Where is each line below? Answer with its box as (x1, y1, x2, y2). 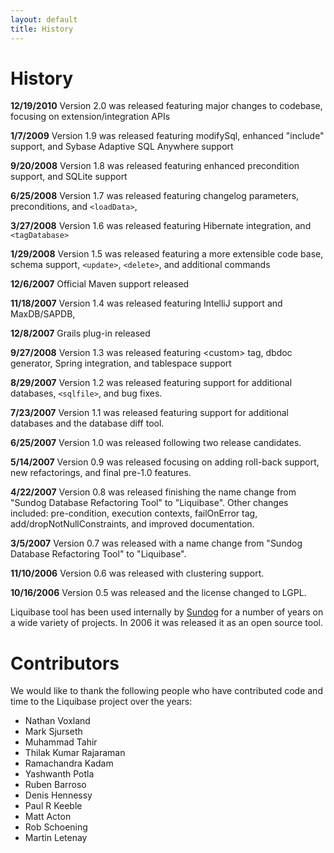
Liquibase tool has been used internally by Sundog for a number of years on (10, 606, 324, 618)
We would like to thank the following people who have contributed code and (10, 685, 323, 697)
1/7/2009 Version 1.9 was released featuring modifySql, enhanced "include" (10, 130, 325, 142)
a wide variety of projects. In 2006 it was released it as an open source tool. (10, 617, 323, 629)
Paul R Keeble (24, 800, 83, 812)
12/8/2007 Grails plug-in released (10, 327, 151, 340)
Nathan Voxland (24, 715, 91, 727)
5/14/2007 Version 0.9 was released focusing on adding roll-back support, (10, 456, 320, 468)
